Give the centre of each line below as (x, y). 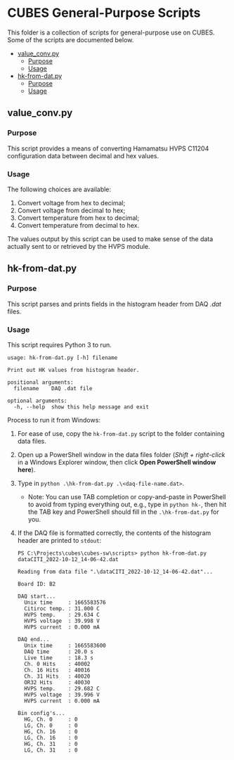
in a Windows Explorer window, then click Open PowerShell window (117, 462)
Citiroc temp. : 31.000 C (62, 608)
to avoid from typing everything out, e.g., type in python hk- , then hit (127, 504)
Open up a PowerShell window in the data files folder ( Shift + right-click (121, 454)
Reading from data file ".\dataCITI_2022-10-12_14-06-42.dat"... (115, 572)
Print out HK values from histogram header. (73, 370)
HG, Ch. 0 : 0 (51, 719)
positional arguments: (40, 382)
